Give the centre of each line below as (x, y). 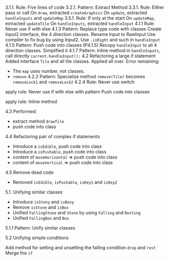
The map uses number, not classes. (49, 71)
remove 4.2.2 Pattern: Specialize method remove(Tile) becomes (79, 76)
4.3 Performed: (21, 111)
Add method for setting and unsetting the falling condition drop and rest (81, 248)
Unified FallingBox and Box (41, 218)
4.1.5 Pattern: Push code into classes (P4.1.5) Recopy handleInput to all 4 (81, 45)
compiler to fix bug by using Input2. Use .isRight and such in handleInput (83, 40)
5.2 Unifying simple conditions (37, 238)
